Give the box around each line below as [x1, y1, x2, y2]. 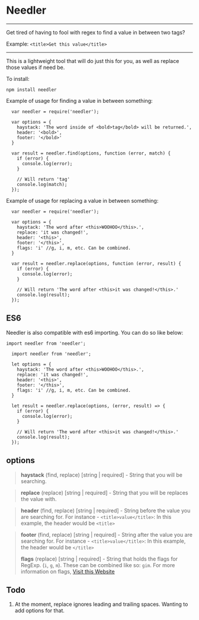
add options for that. [14, 607, 65, 614]
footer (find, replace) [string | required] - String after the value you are [20, 531, 192, 538]
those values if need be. [6, 64, 65, 71]
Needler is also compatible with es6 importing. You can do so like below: [6, 329, 184, 336]
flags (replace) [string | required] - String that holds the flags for [20, 555, 178, 562]
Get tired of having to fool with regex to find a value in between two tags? [6, 29, 185, 36]
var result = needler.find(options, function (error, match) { [11, 150, 171, 156]
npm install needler [6, 87, 57, 93]
